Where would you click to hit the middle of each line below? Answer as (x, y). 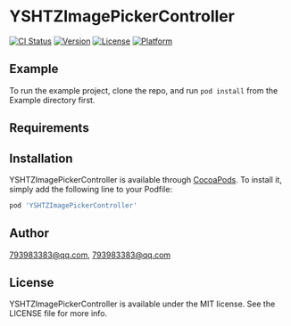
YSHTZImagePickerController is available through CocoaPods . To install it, (146, 179)
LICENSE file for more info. (58, 314)
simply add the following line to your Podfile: (91, 189)
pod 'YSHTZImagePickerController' (74, 205)
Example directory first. (52, 100)
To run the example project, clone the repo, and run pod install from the (144, 90)
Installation (41, 158)
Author (29, 233)
